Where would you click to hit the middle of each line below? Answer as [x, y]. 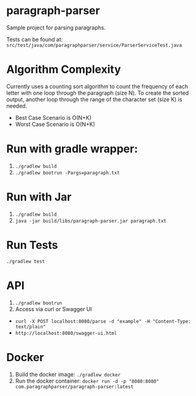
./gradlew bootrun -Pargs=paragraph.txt [67, 173]
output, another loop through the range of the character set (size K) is [94, 99]
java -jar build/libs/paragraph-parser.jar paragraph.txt [91, 221]
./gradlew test [26, 261]
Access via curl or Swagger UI [54, 309]
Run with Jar [39, 197]
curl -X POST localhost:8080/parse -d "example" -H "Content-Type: [103, 321]
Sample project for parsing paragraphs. [56, 28]
